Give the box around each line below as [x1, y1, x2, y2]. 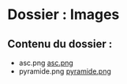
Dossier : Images [7, 6, 120, 24]
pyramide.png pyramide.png [18, 67, 112, 76]
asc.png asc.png [18, 58, 74, 67]
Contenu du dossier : [7, 37, 113, 51]
